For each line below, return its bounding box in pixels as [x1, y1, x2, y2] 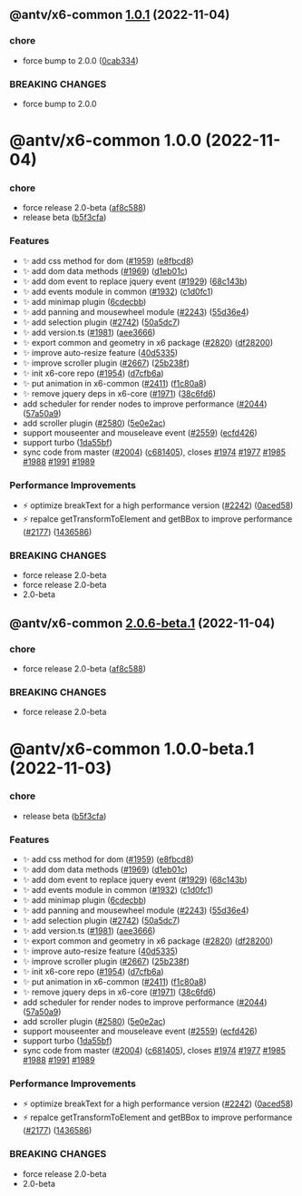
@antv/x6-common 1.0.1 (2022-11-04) [9, 7, 230, 23]
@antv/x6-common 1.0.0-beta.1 [9, 739, 255, 759]
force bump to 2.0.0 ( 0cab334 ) [22, 54, 139, 66]
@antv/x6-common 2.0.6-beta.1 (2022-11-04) [9, 615, 276, 631]
